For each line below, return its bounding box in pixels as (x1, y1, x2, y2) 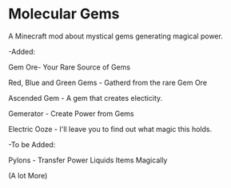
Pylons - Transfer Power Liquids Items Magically (8, 155, 168, 165)
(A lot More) (8, 170, 48, 180)
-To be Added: (8, 139, 56, 149)
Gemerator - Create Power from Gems (8, 109, 134, 118)
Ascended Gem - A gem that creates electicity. (8, 93, 163, 102)
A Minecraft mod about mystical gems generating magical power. (8, 31, 224, 41)
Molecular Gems (8, 5, 120, 23)
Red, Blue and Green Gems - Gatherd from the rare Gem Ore (8, 78, 208, 87)
